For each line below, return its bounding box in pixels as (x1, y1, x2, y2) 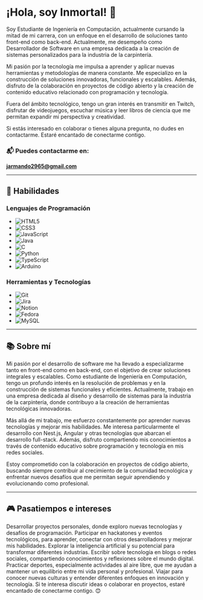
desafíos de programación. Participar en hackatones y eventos (6, 529, 163, 537)
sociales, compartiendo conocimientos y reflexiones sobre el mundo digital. (6, 555, 195, 562)
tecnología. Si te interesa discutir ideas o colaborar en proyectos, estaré (6, 580, 185, 588)
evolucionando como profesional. (6, 480, 89, 487)
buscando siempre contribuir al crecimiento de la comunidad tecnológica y (6, 467, 193, 474)
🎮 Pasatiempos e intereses (6, 504, 112, 514)
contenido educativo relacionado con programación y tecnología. (6, 88, 169, 95)
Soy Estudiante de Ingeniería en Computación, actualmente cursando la (6, 25, 185, 33)
